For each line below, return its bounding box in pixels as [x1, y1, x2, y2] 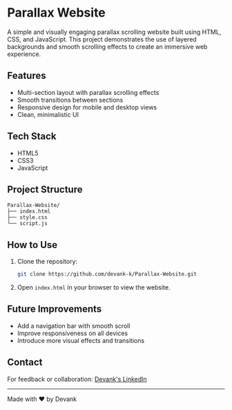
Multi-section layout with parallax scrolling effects [17, 88, 159, 96]
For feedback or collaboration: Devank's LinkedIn [7, 375, 147, 383]
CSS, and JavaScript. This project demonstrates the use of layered [7, 35, 197, 43]
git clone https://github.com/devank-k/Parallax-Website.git [17, 271, 197, 278]
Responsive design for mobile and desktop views [17, 102, 157, 112]
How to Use [7, 239, 58, 251]
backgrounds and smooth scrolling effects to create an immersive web [7, 42, 208, 51]
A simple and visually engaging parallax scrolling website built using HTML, [7, 28, 222, 36]
